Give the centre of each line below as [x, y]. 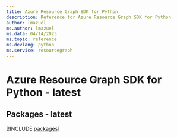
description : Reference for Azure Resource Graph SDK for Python [88, 17]
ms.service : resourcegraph [39, 51]
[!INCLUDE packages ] [33, 128]
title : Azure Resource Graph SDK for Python [62, 12]
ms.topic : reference [32, 39]
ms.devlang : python [30, 45]
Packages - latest [39, 115]
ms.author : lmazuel [30, 28]
